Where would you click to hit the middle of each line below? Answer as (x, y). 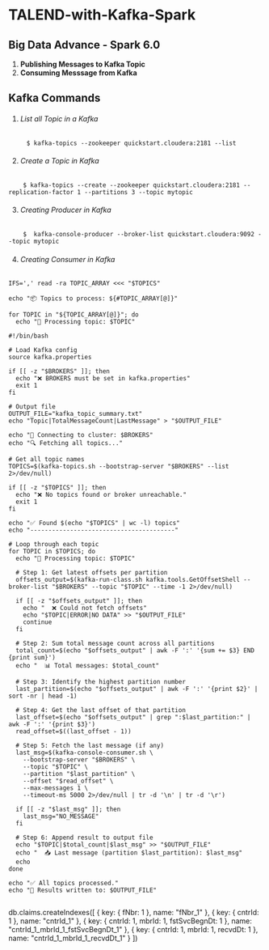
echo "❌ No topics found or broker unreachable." (101, 495)
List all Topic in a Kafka (59, 118)
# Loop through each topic (54, 545)
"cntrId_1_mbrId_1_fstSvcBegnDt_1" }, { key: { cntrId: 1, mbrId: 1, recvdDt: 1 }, (133, 930)
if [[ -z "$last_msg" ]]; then (68, 810)
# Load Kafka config (43, 350)
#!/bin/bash (28, 336)
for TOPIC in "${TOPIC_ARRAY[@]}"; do (74, 315)
